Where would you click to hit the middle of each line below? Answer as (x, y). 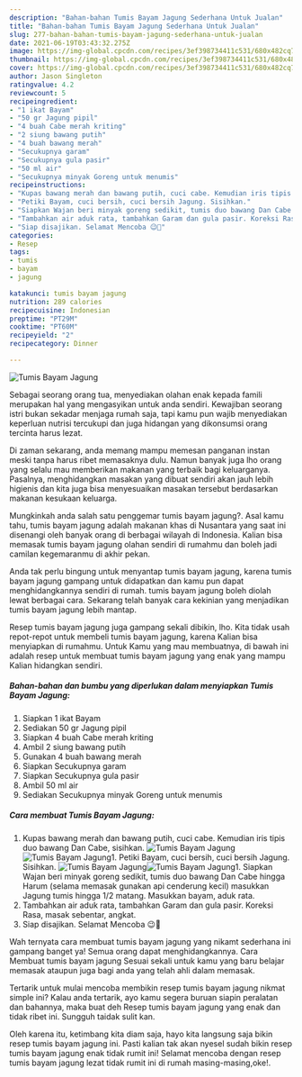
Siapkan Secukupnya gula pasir (80, 775)
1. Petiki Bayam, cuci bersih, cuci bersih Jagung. (200, 857)
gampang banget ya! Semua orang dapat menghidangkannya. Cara (134, 951)
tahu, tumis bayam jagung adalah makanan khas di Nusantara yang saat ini (147, 525)
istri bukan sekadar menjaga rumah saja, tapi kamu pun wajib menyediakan (148, 413)
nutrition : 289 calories (56, 302)
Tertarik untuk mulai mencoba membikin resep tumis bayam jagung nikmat (147, 988)
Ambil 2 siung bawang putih (74, 747)
